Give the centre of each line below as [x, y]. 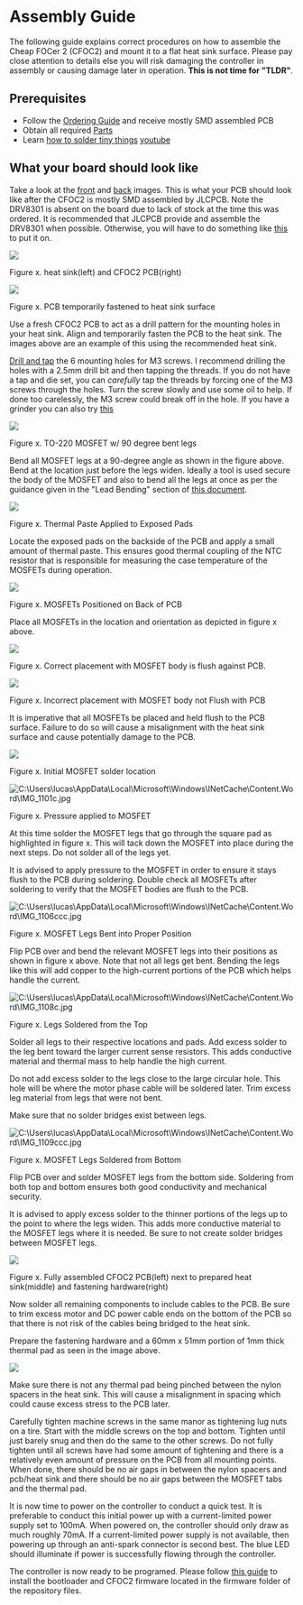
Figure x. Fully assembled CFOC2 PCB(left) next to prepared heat [131, 1277]
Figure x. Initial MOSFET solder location [83, 771]
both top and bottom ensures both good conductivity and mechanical [138, 1186]
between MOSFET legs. [53, 1242]
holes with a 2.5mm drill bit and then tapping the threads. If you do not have [150, 370]
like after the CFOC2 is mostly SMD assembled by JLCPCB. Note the [137, 199]
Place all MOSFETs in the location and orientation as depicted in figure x [143, 622]
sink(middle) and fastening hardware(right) [89, 1287]
